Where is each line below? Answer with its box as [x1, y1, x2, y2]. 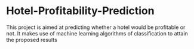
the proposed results [6, 36, 58, 43]
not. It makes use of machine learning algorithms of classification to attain [6, 30, 188, 37]
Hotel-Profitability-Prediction [6, 4, 155, 18]
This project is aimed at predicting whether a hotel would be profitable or [6, 24, 186, 31]
